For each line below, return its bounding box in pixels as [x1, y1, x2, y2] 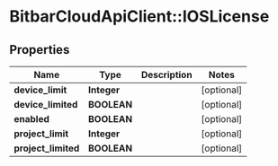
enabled [13, 113, 49, 125]
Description [140, 69, 193, 81]
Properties [9, 42, 70, 57]
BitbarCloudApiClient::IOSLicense [9, 6, 270, 27]
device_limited [13, 99, 78, 110]
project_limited [13, 142, 80, 154]
